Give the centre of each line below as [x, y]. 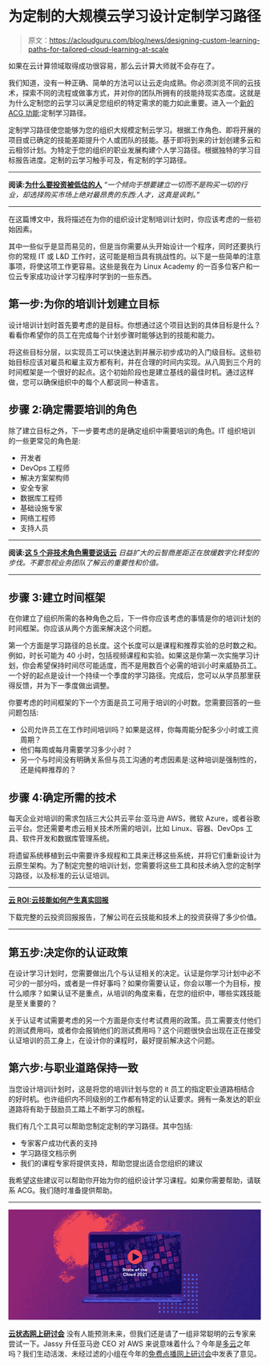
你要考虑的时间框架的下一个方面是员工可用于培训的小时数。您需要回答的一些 [135, 703]
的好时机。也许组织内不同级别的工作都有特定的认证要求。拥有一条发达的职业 [135, 1099]
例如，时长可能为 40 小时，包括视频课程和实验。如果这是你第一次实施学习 [131, 655]
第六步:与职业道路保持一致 [73, 1068]
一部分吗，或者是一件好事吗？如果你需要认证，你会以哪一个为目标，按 [145, 983]
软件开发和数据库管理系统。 [68, 838]
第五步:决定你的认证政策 [68, 953]
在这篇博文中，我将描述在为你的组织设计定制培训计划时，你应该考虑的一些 [131, 219]
